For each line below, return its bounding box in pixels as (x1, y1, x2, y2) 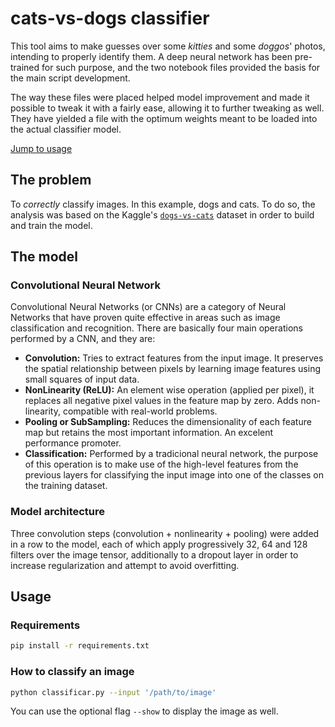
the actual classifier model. (10, 123, 122, 135)
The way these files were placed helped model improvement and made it (10, 91, 310, 103)
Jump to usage (10, 142, 73, 154)
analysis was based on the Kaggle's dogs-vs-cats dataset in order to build (10, 208, 315, 221)
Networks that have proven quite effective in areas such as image (10, 312, 281, 324)
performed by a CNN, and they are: (10, 333, 156, 345)
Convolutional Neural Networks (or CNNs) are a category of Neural (10, 301, 287, 313)
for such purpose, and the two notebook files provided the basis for (41, 61, 321, 73)
